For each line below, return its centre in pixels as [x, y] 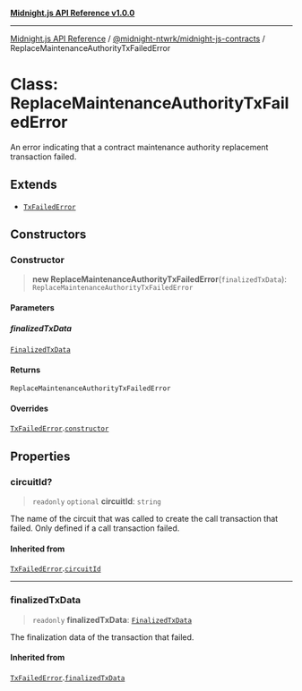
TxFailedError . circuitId [56, 568]
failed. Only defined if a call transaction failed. [95, 528]
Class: [35, 85]
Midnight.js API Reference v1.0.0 [73, 13]
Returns [26, 370]
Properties [40, 456]
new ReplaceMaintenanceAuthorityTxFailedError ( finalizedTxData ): [160, 279]
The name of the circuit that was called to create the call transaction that [144, 519]
